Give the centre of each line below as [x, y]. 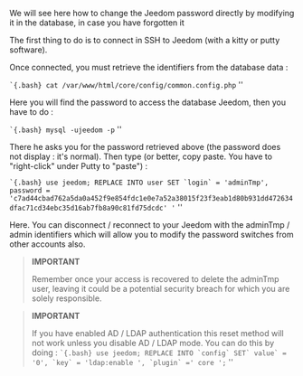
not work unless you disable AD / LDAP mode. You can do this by [153, 343]
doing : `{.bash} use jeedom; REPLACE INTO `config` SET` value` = [159, 352]
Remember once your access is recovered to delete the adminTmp [155, 279]
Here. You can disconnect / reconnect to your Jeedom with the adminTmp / [150, 225]
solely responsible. [66, 298]
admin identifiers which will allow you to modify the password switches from [151, 235]
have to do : [32, 112]
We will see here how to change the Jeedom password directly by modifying [152, 13]
